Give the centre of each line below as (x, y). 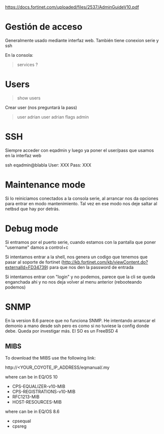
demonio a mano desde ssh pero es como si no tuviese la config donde (77, 326)
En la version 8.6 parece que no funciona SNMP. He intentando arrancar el (80, 320)
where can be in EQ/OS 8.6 (32, 411)
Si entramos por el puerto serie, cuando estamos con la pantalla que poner (81, 242)
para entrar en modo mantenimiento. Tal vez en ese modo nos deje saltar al (81, 203)
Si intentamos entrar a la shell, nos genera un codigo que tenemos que (76, 257)
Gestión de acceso (44, 27)
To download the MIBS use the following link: (50, 358)
